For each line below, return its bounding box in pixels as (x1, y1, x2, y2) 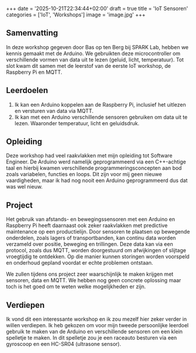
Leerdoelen (6, 85, 48, 95)
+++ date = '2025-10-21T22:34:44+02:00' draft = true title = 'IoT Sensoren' (6, 5, 188, 12)
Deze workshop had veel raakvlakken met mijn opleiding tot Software (6, 152, 173, 159)
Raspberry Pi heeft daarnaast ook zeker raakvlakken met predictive (6, 222, 168, 229)
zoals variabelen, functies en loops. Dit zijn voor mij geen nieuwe (6, 171, 162, 178)
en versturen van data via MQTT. (14, 107, 94, 114)
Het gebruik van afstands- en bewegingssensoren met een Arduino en (6, 216, 175, 223)
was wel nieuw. (6, 183, 43, 190)
